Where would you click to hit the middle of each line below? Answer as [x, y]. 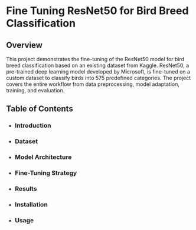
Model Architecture [43, 157]
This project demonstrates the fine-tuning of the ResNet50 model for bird [95, 59]
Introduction [33, 126]
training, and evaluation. [35, 90]
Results [26, 189]
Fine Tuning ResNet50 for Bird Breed [97, 11]
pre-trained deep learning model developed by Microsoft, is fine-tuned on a [98, 71]
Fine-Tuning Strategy [46, 173]
